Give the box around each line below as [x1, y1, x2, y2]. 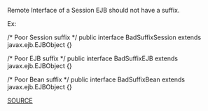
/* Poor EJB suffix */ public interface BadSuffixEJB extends [7, 54, 179, 63]
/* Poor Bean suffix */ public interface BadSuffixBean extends [7, 75, 186, 84]
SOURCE [7, 96, 33, 105]
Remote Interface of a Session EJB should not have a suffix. [7, 6, 180, 14]
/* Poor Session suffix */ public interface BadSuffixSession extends [7, 33, 202, 41]
